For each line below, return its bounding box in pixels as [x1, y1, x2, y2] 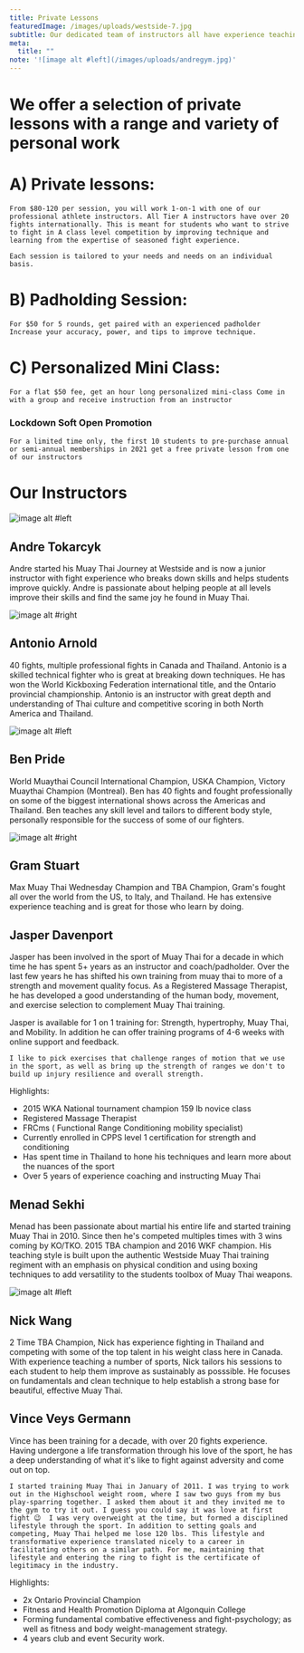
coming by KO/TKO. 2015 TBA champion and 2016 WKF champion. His [9, 1240, 272, 1251]
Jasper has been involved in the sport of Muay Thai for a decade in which [9, 952, 284, 963]
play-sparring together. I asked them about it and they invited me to [9, 1497, 285, 1506]
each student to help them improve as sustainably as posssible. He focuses [9, 1365, 291, 1377]
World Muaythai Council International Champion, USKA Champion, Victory [9, 775, 286, 786]
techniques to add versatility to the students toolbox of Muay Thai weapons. [9, 1269, 293, 1280]
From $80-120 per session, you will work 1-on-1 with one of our [9, 205, 261, 214]
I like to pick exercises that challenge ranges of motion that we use [9, 1054, 285, 1063]
